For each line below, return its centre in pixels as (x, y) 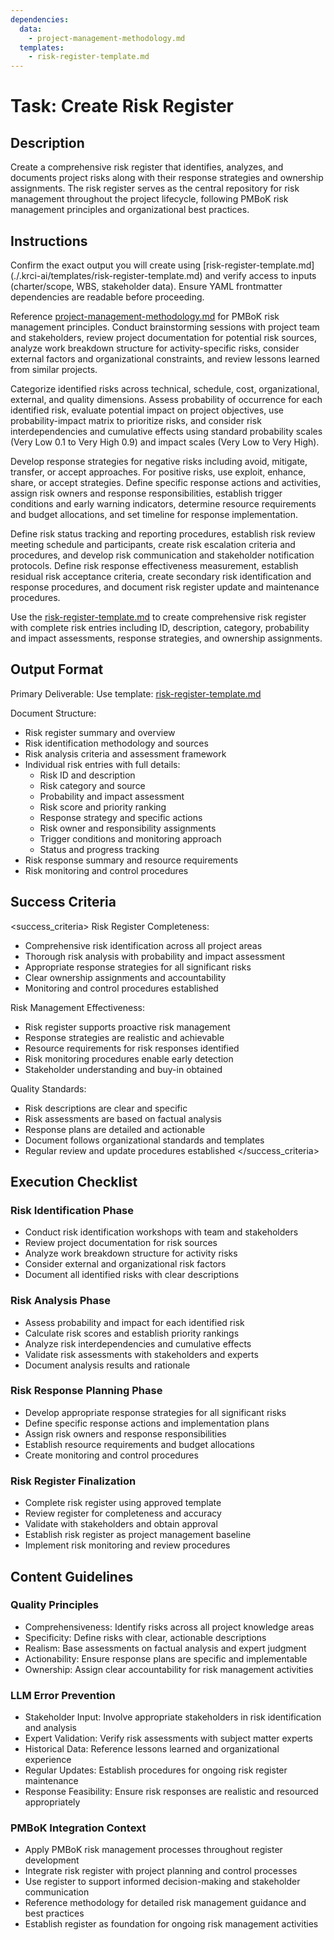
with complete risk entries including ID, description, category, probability (160, 627)
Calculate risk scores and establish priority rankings (132, 1333)
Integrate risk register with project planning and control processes (161, 1871)
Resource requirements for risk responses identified (132, 1048)
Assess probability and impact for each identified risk (134, 1322)
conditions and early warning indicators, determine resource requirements (163, 503)
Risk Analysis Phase (60, 1301)
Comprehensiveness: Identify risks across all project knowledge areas (169, 1627)
